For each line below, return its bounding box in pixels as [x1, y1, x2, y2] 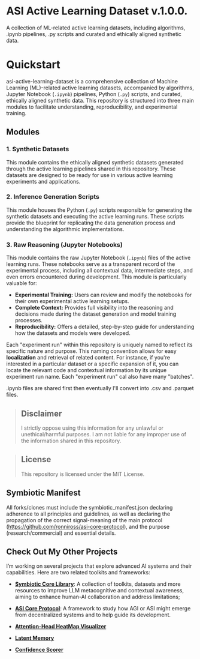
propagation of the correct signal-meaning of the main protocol [6, 516, 163, 523]
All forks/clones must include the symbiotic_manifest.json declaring [6, 504, 173, 511]
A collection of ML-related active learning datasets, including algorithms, [6, 24, 186, 31]
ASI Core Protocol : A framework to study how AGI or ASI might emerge [14, 605, 191, 612]
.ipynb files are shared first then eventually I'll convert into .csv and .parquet [6, 385, 194, 392]
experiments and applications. [6, 178, 81, 185]
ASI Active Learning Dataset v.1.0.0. [6, 4, 188, 18]
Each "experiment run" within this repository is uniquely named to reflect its [6, 341, 193, 349]
